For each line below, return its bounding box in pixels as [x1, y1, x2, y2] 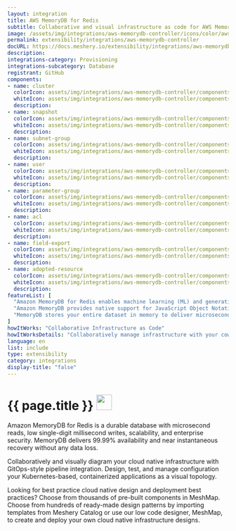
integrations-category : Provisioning [7, 56, 118, 63]
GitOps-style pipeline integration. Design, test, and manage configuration [7, 464, 219, 473]
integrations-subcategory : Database [7, 63, 114, 70]
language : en [7, 337, 46, 345]
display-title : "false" [7, 364, 77, 371]
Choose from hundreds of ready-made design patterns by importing [7, 501, 205, 509]
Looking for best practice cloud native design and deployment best [7, 485, 202, 494]
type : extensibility [7, 351, 68, 358]
